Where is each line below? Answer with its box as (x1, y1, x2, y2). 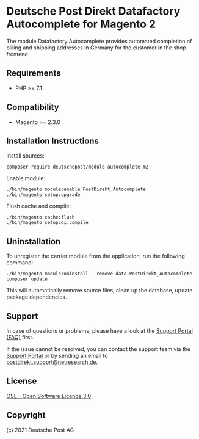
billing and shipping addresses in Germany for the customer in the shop (6, 44, 186, 51)
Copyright (6, 410, 46, 421)
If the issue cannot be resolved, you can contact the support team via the (6, 346, 191, 352)
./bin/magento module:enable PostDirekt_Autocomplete (6, 186, 147, 193)
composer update (6, 276, 48, 282)
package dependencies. (6, 293, 67, 300)
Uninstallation (6, 236, 61, 247)
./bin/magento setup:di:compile (6, 220, 89, 226)
